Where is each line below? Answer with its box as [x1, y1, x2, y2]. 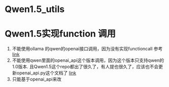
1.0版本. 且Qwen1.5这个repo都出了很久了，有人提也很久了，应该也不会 [12, 64, 159, 70]
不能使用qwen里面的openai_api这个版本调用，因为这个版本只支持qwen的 [12, 57, 164, 63]
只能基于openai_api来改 [12, 76, 62, 82]
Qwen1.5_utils [5, 4, 65, 15]
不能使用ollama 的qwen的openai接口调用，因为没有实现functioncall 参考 [12, 46, 163, 52]
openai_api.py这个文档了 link [16, 70, 76, 76]
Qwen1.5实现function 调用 [5, 28, 116, 40]
